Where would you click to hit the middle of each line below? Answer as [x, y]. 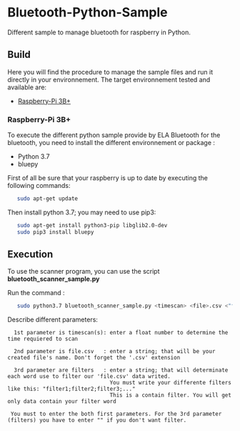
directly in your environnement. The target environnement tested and [109, 79]
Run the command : [36, 293]
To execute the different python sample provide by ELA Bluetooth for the [114, 135]
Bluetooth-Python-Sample [87, 13]
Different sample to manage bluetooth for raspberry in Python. [99, 32]
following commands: [39, 186]
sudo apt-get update [47, 199]
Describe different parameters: [53, 319]
